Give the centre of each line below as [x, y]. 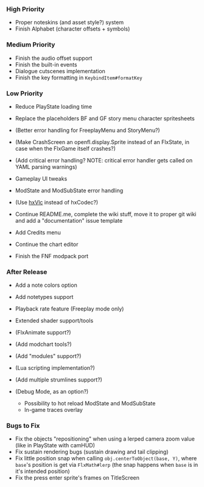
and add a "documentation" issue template [69, 220]
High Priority [26, 9]
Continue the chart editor [47, 244]
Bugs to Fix [23, 426]
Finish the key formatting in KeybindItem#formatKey [79, 78]
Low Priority [25, 93]
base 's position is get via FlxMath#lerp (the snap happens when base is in [107, 465]
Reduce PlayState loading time [54, 106]
